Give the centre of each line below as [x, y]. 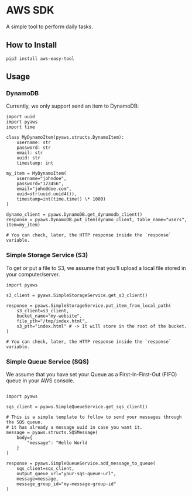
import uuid [20, 117]
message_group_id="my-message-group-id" [66, 484]
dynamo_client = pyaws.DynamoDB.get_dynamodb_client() [74, 215]
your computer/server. [33, 274]
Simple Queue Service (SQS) [48, 361]
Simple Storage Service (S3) [47, 255]
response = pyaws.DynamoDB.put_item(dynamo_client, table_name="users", [97, 220]
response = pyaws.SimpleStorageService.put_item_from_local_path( [89, 306]
